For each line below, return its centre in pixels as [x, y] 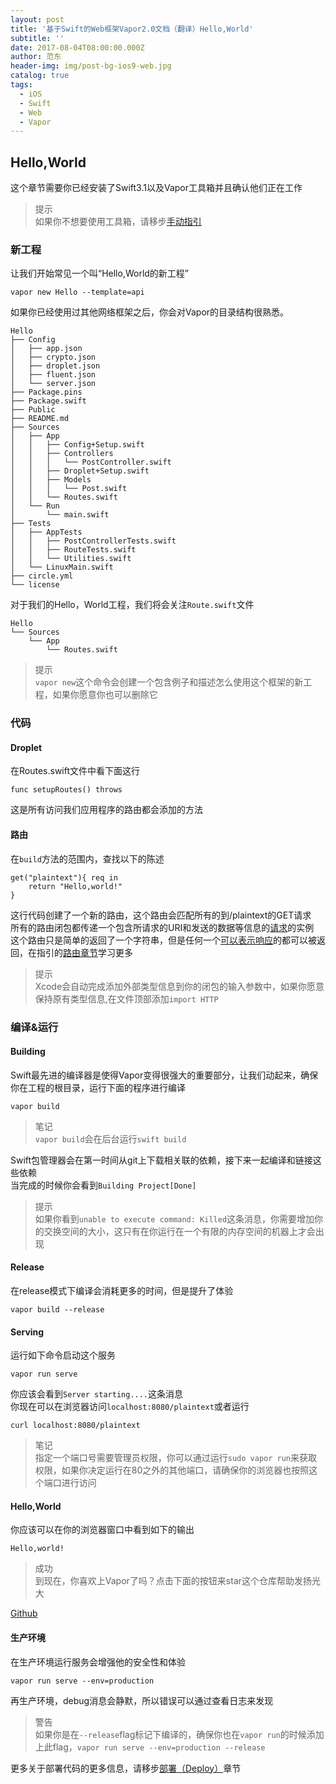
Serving [27, 1332]
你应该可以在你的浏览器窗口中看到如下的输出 [102, 1530]
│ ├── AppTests [46, 532]
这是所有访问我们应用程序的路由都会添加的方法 [106, 810]
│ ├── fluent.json [53, 375]
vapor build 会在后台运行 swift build [110, 1138]
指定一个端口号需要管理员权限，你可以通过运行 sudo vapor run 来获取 [176, 1458]
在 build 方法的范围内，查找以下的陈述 [87, 858]
